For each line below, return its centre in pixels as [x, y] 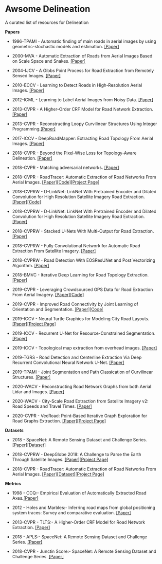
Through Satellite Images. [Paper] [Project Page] [60, 459]
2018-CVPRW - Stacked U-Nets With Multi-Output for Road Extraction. [83, 231]
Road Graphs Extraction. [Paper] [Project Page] [59, 421]
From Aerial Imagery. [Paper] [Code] [48, 294]
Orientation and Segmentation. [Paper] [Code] [58, 309]
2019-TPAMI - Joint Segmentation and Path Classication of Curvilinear [82, 372]
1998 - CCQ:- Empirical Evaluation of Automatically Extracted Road [79, 493]
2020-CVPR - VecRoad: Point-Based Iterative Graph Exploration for [80, 416]
